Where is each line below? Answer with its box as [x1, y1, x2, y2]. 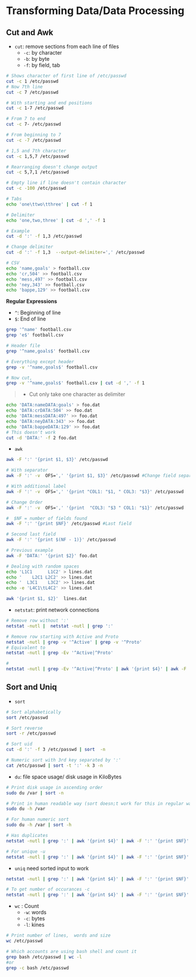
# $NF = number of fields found [6, 515, 87, 521]
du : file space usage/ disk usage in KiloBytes [14, 773, 122, 780]
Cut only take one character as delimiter [29, 391, 125, 398]
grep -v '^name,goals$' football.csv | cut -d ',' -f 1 [6, 380, 145, 386]
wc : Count [14, 903, 39, 910]
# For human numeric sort [6, 817, 69, 822]
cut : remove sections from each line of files [14, 43, 120, 50]
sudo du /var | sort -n [6, 790, 64, 796]
